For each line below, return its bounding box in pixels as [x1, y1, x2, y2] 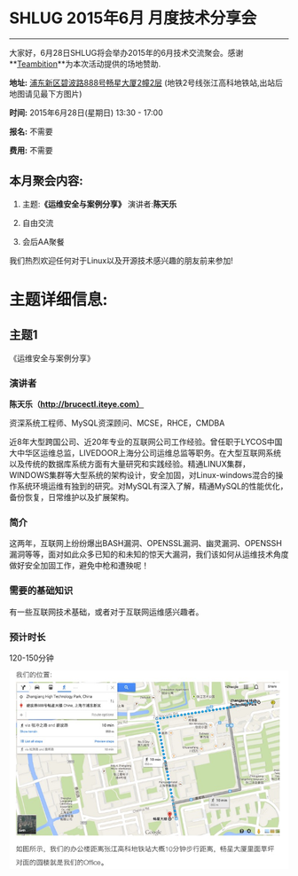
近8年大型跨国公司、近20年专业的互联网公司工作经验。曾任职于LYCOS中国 [9, 436, 283, 448]
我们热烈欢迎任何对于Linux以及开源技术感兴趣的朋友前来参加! [9, 254, 233, 266]
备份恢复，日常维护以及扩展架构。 [9, 492, 134, 503]
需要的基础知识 [9, 584, 74, 597]
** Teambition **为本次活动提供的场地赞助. [9, 59, 161, 69]
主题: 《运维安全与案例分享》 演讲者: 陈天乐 [21, 199, 177, 209]
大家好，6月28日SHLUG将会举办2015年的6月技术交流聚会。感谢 [9, 47, 244, 58]
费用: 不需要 [9, 145, 53, 155]
